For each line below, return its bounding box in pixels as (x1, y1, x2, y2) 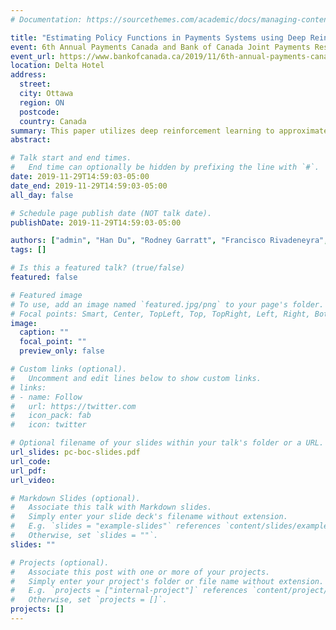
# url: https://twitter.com (10, 401, 137, 411)
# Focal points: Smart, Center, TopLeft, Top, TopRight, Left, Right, (10, 309, 311, 319)
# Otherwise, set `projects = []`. (10, 595, 168, 605)
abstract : (10, 135, 52, 145)
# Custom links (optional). (10, 364, 128, 374)
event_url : (10, 51, 56, 61)
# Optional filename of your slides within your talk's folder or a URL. (10, 438, 325, 448)
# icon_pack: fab (10, 411, 92, 421)
